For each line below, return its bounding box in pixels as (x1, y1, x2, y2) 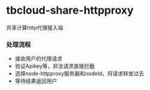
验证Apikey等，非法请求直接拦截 (14, 63, 95, 70)
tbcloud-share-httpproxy (6, 4, 134, 17)
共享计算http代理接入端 (6, 24, 64, 31)
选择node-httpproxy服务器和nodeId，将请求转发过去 (14, 70, 145, 77)
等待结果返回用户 (14, 77, 57, 85)
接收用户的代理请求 (14, 55, 63, 63)
